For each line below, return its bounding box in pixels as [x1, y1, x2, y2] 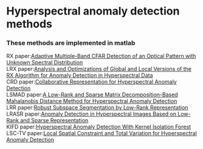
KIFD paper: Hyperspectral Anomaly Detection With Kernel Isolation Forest [6, 123, 191, 131]
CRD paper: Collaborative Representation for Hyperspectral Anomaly [6, 78, 177, 85]
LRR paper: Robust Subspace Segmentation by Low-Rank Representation [6, 104, 188, 111]
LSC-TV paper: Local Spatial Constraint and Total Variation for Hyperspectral [6, 130, 198, 137]
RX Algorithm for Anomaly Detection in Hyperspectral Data [6, 71, 153, 79]
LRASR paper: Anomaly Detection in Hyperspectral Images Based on [6, 110, 177, 118]
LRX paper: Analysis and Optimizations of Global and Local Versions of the [6, 65, 191, 73]
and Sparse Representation [20, 117, 89, 124]
